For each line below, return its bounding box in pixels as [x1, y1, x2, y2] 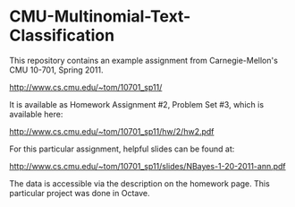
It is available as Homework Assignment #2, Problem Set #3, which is [9, 99, 265, 109]
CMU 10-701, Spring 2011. [9, 65, 105, 75]
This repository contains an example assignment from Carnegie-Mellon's [9, 55, 279, 65]
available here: [9, 108, 63, 119]
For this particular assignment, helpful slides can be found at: [9, 143, 235, 154]
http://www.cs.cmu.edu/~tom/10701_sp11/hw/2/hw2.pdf [9, 125, 215, 136]
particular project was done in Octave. [9, 187, 150, 198]
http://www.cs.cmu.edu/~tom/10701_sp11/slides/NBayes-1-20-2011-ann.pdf [9, 160, 286, 171]
